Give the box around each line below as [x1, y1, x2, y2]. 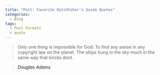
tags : [5, 21, 16, 26]
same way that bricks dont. [17, 55, 73, 60]
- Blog [9, 16, 23, 21]
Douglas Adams [17, 64, 51, 70]
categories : [5, 12, 30, 17]
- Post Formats [9, 26, 41, 31]
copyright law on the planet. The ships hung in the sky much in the [17, 49, 155, 55]
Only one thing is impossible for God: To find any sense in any [17, 44, 145, 50]
